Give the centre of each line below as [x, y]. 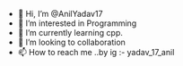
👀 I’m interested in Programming [77, 23]
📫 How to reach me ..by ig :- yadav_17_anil [96, 52]
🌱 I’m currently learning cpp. [70, 33]
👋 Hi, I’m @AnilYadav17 [60, 14]
